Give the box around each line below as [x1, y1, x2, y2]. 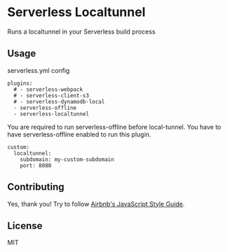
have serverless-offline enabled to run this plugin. [7, 130, 152, 139]
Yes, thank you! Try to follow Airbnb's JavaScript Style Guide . [7, 199, 185, 208]
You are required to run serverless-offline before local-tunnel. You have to [7, 122, 222, 131]
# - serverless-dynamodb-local [13, 98, 105, 105]
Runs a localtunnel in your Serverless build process [7, 27, 156, 36]
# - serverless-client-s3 [13, 92, 90, 99]
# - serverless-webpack [13, 85, 83, 93]
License [7, 220, 43, 232]
